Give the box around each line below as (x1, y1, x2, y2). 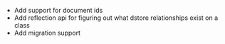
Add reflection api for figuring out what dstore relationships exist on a (14, 13, 219, 22)
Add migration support (14, 28, 80, 37)
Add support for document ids (14, 6, 103, 14)
